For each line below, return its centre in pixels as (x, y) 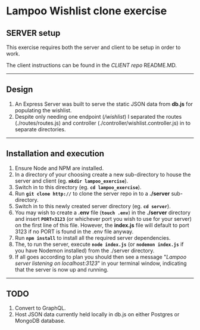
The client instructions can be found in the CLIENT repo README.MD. (92, 65)
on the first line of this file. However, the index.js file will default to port (102, 225)
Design (20, 90)
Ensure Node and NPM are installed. (59, 168)
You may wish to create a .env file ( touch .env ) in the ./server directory (103, 212)
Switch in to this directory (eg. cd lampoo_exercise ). (78, 187)
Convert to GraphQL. (40, 308)
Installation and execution (55, 154)
